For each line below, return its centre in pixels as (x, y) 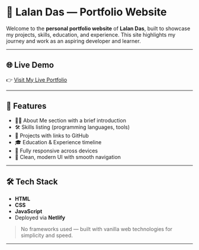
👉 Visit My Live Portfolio (37, 80)
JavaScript (28, 212)
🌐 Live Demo (30, 65)
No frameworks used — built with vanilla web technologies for (97, 229)
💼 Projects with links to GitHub (52, 135)
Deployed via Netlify (40, 217)
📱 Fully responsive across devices (56, 151)
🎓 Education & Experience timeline (58, 142)
